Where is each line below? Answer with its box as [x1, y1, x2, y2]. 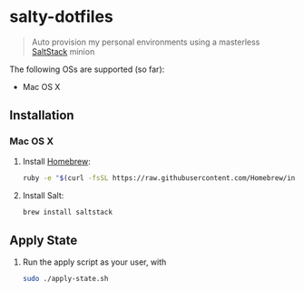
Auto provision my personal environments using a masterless [31, 36, 260, 47]
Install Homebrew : [22, 156, 91, 166]
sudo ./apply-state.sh [22, 275, 109, 284]
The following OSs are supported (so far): [9, 64, 165, 75]
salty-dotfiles [9, 6, 113, 27]
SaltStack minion [31, 45, 95, 56]
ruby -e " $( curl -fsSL [22, 173, 109, 183]
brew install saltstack [22, 207, 113, 216]
